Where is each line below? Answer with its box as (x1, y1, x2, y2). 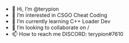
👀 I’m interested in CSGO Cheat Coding (11, 12, 108, 19)
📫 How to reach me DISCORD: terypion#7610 (11, 31, 124, 37)
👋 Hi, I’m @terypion (11, 6, 59, 12)
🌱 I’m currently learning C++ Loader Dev (11, 18, 111, 24)
